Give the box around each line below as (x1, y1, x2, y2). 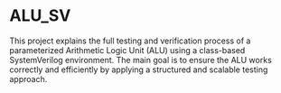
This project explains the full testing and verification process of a (9, 35, 251, 46)
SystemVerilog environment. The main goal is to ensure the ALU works (9, 54, 273, 65)
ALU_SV (9, 5, 71, 26)
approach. (9, 73, 48, 84)
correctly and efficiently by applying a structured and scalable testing (9, 64, 268, 75)
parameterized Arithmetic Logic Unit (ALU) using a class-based (9, 44, 246, 55)
